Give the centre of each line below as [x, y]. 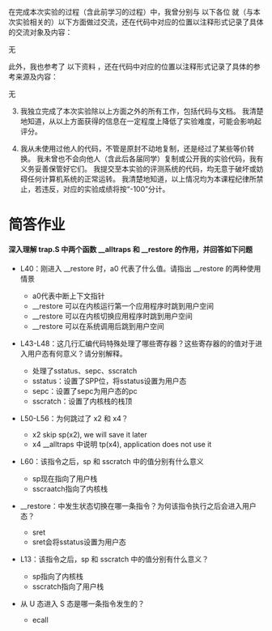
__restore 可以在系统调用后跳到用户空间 [98, 326]
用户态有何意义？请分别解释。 [77, 354]
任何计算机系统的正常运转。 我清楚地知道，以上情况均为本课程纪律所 [142, 179]
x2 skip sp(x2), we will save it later [89, 435]
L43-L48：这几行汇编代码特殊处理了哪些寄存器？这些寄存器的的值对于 [138, 343]
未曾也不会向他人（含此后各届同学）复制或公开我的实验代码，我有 [153, 159]
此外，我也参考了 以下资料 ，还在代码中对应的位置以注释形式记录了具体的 [131, 66]
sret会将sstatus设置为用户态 [79, 542]
